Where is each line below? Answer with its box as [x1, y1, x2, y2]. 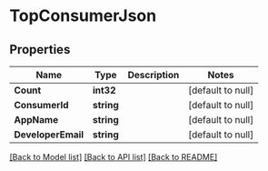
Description [127, 69, 180, 81]
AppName [14, 114, 59, 126]
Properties [9, 42, 71, 57]
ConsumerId [14, 99, 70, 111]
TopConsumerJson [9, 5, 157, 26]
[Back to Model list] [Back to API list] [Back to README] [9, 152, 218, 162]
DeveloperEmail [14, 128, 84, 141]
